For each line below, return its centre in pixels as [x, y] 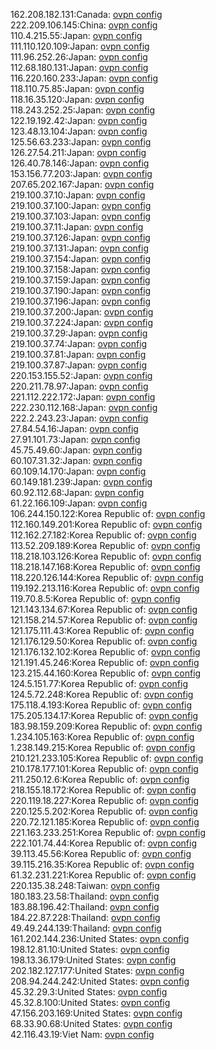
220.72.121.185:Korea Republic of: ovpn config [105, 822]
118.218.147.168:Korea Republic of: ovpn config [105, 567]
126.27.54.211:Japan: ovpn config [78, 152]
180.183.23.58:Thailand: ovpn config [85, 896]
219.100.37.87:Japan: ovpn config [78, 365]
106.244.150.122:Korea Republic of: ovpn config [108, 513]
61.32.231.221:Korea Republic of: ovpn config [103, 875]
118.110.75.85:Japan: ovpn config [77, 88]
